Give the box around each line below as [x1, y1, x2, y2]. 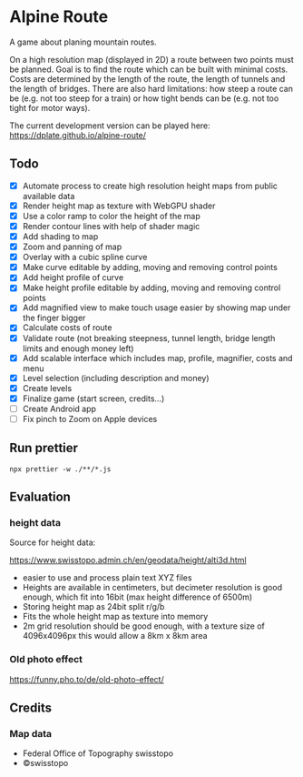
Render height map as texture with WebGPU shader [22, 200, 216, 211]
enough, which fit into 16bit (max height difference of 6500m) [22, 591, 253, 602]
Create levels [22, 382, 73, 393]
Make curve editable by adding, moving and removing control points [22, 262, 279, 273]
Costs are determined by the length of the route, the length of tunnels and [9, 73, 286, 84]
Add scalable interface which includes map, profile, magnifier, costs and [22, 352, 293, 363]
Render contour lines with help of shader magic [22, 220, 200, 231]
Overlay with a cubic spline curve [22, 252, 148, 263]
